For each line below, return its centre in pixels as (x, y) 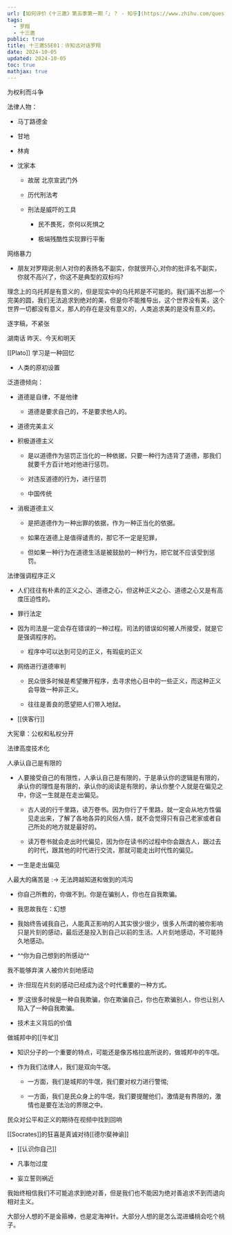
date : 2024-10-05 (32, 52)
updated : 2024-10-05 (37, 59)
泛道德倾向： (25, 382)
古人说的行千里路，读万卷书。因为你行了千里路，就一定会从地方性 (121, 810)
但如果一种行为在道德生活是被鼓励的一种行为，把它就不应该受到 (118, 552)
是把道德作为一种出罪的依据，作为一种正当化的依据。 (103, 523)
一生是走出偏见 (38, 865)
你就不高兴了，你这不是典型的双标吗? (70, 276)
